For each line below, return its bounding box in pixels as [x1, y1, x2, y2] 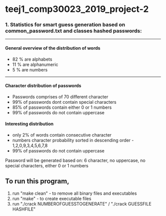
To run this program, [5, 177, 70, 186]
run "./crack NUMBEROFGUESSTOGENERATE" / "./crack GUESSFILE [12, 201, 152, 207]
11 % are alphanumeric [12, 61, 58, 68]
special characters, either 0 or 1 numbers [5, 163, 89, 169]
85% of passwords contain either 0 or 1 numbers [12, 104, 112, 110]
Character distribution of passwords [5, 83, 82, 89]
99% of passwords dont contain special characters [12, 99, 117, 105]
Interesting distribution [5, 121, 54, 127]
